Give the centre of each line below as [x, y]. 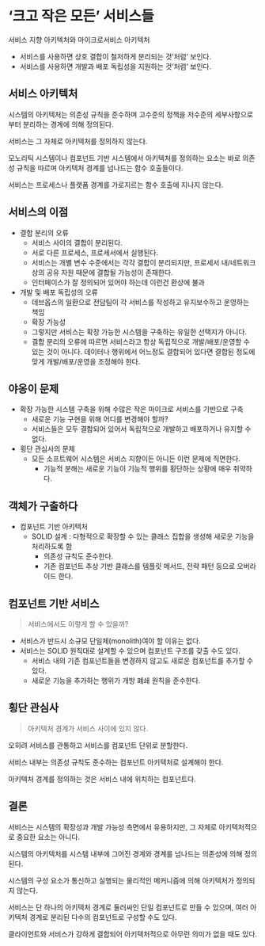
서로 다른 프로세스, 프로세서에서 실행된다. [95, 252]
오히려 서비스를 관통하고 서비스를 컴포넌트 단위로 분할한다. [98, 745]
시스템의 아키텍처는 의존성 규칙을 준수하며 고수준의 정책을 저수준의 [111, 114]
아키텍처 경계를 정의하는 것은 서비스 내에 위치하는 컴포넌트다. [102, 779]
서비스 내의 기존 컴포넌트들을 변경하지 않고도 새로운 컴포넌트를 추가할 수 [142, 661]
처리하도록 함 [52, 547]
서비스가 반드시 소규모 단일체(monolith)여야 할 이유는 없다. [110, 641]
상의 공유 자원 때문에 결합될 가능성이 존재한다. [102, 272]
